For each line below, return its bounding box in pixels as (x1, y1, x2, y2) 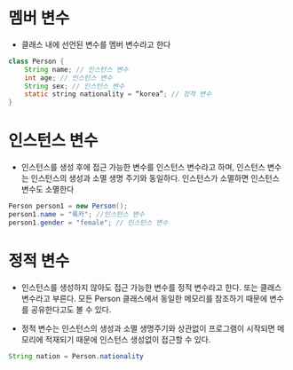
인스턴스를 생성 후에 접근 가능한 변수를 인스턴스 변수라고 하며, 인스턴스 (20, 161, 265, 173)
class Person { (8, 57, 65, 66)
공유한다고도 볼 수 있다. (30, 303, 112, 315)
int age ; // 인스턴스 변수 (24, 73, 113, 83)
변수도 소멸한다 (20, 184, 75, 195)
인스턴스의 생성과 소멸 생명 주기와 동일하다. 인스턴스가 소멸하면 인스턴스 (30, 173, 281, 184)
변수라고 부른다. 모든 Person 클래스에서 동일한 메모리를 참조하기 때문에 (20, 293, 268, 303)
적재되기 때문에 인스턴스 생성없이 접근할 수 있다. (44, 334, 211, 344)
